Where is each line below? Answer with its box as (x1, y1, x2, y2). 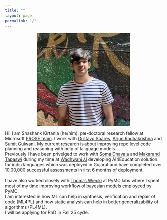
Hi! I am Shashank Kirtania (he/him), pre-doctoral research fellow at (5, 130, 144, 136)
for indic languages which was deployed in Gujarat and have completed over (5, 162, 162, 168)
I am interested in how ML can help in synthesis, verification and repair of (5, 194, 156, 200)
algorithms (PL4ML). (5, 204, 47, 210)
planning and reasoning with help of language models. (5, 146, 117, 152)
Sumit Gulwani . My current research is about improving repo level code (5, 141, 151, 147)
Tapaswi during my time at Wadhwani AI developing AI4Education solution (5, 156, 158, 162)
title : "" (5, 8, 26, 13)
